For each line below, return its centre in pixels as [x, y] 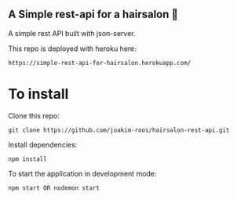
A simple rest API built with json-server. [72, 33]
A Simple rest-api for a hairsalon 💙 [93, 15]
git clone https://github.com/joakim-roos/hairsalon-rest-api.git [119, 130]
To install [38, 94]
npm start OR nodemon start [54, 188]
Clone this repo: [34, 115]
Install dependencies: [43, 144]
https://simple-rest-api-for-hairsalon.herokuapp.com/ [100, 63]
